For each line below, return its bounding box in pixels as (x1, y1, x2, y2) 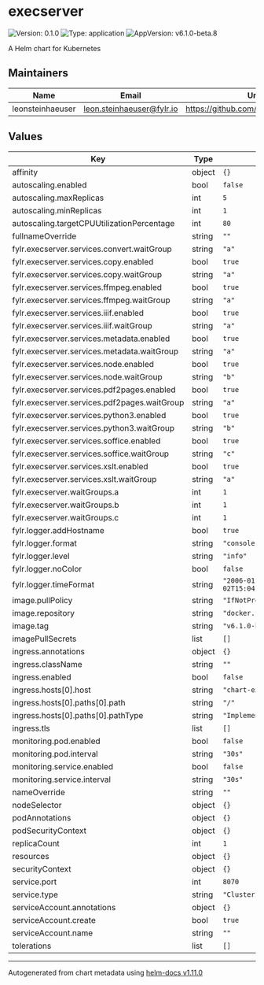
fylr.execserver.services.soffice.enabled (12, 435, 161, 446)
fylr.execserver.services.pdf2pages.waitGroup (12, 397, 185, 408)
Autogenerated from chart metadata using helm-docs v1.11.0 (8, 968, 203, 977)
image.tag (12, 620, 49, 631)
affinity (12, 166, 38, 177)
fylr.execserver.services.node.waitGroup (12, 371, 163, 382)
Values (8, 130, 43, 143)
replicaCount (12, 838, 60, 849)
